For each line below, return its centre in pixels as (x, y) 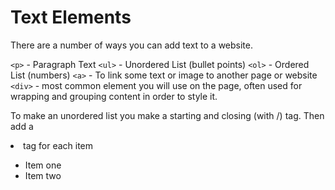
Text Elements (71, 17)
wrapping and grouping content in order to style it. (114, 96)
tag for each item (58, 145)
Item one (43, 165)
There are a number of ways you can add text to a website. (132, 45)
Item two (43, 175)
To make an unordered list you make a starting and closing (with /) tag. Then (167, 115)
